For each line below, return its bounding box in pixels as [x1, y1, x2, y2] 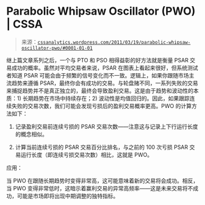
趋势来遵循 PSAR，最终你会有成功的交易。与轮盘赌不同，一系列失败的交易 [11, 79, 198, 87]
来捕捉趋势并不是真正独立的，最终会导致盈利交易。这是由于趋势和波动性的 [6, 87, 193, 94]
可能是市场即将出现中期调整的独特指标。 [16, 192, 119, 200]
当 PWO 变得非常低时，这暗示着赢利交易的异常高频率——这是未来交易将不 [6, 184, 193, 192]
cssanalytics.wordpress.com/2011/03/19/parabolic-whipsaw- [37, 39, 191, 45]
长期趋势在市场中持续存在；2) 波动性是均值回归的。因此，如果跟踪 [22, 95, 190, 102]
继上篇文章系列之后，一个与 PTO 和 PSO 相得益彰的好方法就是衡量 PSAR [6, 56, 189, 63]
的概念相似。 [15, 130, 48, 138]
